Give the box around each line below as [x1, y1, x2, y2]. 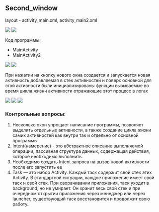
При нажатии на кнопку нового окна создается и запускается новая [5, 72, 151, 78]
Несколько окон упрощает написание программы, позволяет [12, 122, 144, 128]
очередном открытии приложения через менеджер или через [12, 191, 146, 197]
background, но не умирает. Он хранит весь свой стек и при [12, 185, 141, 191]
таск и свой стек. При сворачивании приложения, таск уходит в [12, 180, 149, 186]
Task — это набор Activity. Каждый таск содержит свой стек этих [12, 169, 152, 176]
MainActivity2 [12, 52, 41, 58]
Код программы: [5, 37, 41, 43]
